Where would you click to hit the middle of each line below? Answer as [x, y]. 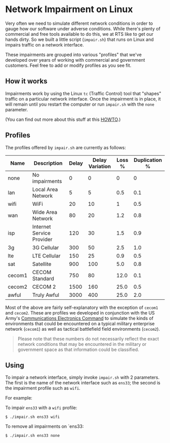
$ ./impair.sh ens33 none [32, 436]
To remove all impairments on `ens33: [45, 426]
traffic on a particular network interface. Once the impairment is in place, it [83, 99]
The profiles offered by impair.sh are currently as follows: [66, 147]
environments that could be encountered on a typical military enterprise [80, 323]
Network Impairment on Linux [69, 9]
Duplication [148, 160]
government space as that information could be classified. [78, 349]
